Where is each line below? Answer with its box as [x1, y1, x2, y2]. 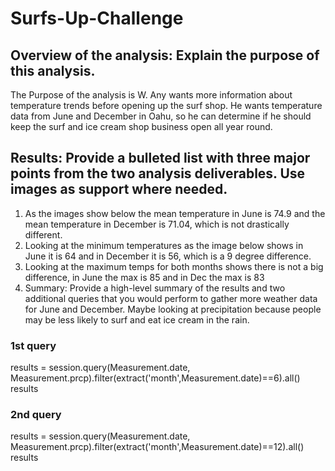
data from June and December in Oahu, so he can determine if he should [10, 110, 312, 122]
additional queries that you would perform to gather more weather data [24, 292, 318, 304]
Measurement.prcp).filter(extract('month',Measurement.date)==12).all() [10, 441, 305, 453]
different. [24, 228, 63, 241]
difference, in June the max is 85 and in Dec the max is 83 [24, 271, 265, 283]
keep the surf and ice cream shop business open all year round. [10, 121, 273, 132]
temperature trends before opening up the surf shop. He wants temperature [10, 100, 323, 111]
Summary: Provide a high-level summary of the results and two [24, 282, 286, 294]
